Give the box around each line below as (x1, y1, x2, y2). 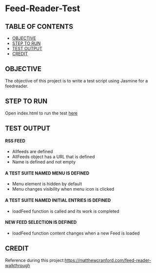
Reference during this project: (5, 257, 65, 263)
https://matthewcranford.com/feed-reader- (64, 257, 151, 263)
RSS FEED (5, 137, 26, 144)
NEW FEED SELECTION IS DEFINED (5, 219, 77, 225)
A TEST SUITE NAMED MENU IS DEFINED (5, 170, 90, 176)
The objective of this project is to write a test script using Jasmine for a (5, 78, 148, 83)
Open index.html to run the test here (5, 110, 78, 116)
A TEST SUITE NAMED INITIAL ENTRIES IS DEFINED (5, 197, 111, 203)
